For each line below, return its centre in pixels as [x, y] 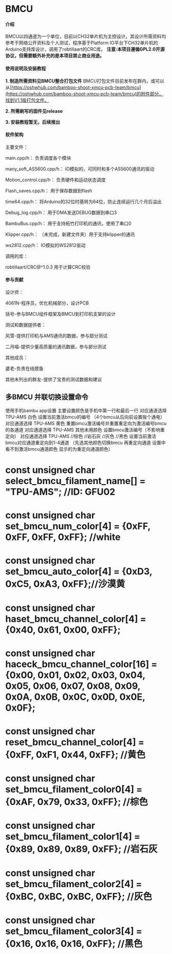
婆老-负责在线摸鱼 [24, 368]
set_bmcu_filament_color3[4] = [74, 931]
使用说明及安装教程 [26, 68]
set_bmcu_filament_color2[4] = [74, 884]
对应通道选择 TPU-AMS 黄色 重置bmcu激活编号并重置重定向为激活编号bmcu [86, 423]
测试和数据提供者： [26, 325]
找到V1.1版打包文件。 [27, 100]
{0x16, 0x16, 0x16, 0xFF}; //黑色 [74, 943]
